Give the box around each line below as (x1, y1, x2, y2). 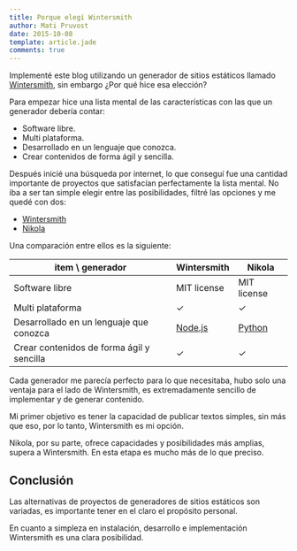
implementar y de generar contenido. (9, 394, 145, 405)
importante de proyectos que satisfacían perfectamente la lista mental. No (9, 178, 279, 188)
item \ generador (54, 262, 127, 274)
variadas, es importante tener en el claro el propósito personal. (9, 505, 239, 516)
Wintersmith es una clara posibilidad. (9, 532, 144, 542)
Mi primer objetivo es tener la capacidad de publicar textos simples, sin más (9, 411, 286, 422)
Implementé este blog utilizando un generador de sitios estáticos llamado (9, 70, 276, 80)
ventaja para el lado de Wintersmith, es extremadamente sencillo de (9, 385, 256, 395)
